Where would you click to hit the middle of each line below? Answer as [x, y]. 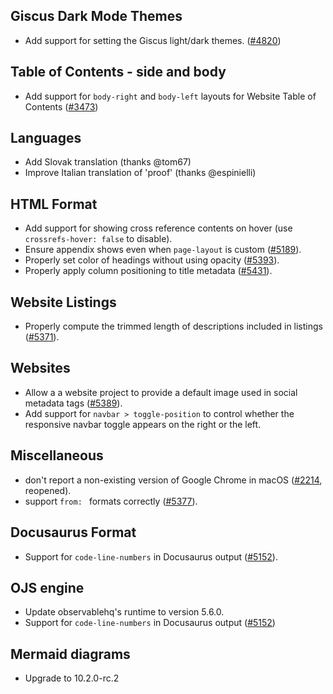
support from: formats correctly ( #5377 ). [111, 501]
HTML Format [54, 204]
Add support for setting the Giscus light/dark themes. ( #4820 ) [153, 40]
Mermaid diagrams [70, 654]
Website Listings [63, 302]
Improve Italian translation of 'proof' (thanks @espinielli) [140, 173]
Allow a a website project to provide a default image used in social [161, 392]
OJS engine [47, 587]
